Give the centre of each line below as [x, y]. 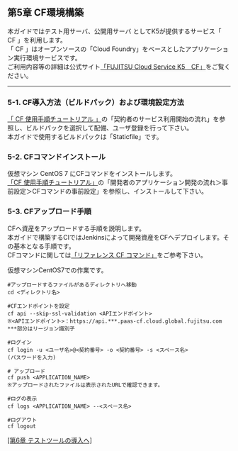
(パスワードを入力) [32, 357]
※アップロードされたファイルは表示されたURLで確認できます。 [85, 385]
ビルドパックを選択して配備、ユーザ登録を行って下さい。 [109, 128]
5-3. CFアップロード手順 [50, 211]
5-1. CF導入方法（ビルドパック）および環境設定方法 [96, 102]
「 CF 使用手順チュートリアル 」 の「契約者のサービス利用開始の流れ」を [113, 119]
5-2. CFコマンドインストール [57, 157]
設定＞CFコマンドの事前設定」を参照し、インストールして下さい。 [110, 191]
